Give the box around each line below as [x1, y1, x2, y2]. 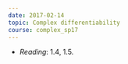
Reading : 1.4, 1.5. [19, 48, 74, 57]
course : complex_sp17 [8, 26, 79, 34]
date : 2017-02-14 [8, 11, 65, 20]
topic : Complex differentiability [8, 19, 121, 27]
